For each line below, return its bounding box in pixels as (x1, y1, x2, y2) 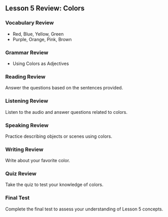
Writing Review (5, 146, 44, 153)
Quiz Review (5, 170, 37, 177)
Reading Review (5, 73, 46, 80)
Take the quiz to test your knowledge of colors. (5, 181, 104, 188)
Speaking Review (5, 121, 49, 129)
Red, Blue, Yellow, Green (12, 30, 64, 37)
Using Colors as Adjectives (12, 60, 69, 67)
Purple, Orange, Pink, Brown (12, 36, 72, 42)
